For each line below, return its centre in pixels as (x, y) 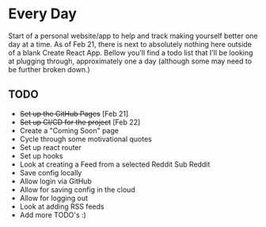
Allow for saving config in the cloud (78, 189)
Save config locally (51, 172)
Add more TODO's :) (53, 214)
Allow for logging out (54, 198)
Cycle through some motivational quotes (85, 139)
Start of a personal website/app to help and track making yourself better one (133, 36)
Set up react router (50, 147)
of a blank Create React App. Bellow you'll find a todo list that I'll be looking (131, 52)
